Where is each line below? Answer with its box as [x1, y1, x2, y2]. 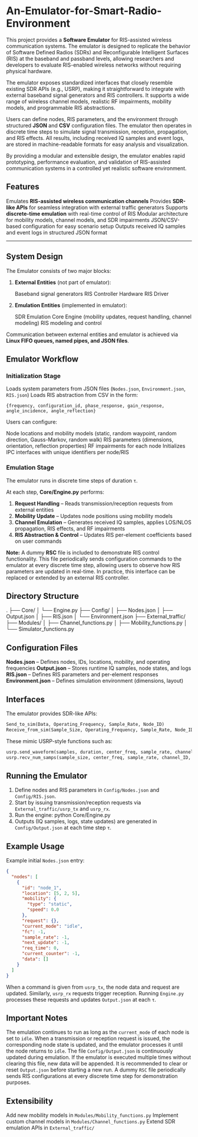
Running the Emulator [6, 771, 88, 781]
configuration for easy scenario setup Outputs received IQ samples [22, 223, 186, 230]
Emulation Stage [6, 464, 54, 472]
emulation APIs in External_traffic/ [6, 1124, 95, 1132]
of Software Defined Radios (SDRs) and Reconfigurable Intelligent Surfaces [6, 48, 189, 56]
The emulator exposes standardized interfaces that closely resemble [6, 79, 173, 86]
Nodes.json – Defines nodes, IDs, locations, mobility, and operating [6, 659, 170, 666]
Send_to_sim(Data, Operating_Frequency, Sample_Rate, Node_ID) [6, 721, 165, 727]
